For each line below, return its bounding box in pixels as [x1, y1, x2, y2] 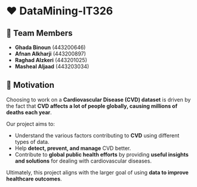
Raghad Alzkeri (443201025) [14, 57, 88, 63]
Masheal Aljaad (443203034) [14, 63, 90, 70]
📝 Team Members [6, 28, 73, 38]
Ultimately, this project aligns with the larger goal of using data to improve [6, 168, 189, 176]
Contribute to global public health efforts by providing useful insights [14, 151, 189, 158]
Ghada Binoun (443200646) [14, 44, 86, 51]
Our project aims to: [6, 120, 55, 127]
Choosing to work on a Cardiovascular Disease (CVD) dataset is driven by [6, 96, 191, 103]
